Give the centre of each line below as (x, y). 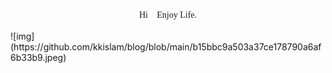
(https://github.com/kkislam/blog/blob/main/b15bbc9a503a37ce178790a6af (166, 47)
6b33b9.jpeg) (38, 57)
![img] (22, 36)
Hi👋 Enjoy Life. (168, 15)
